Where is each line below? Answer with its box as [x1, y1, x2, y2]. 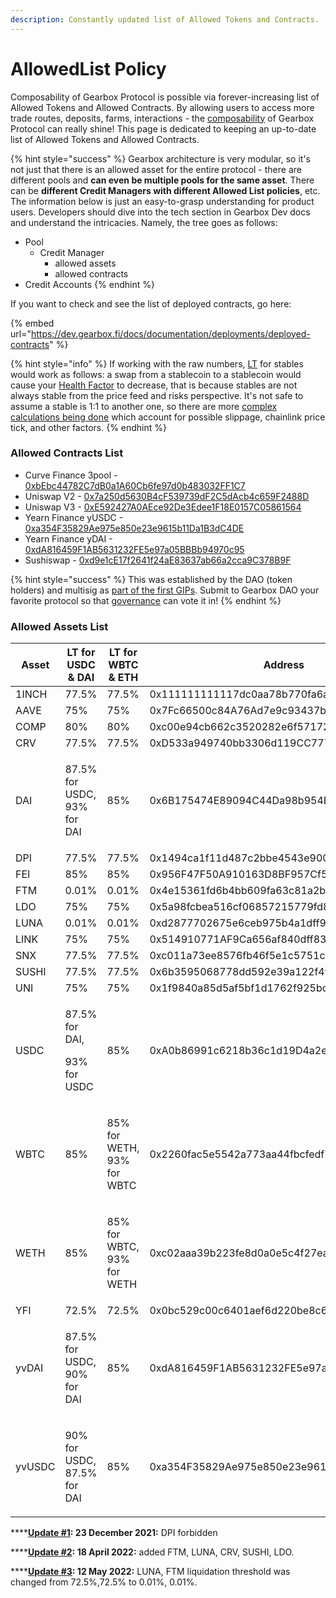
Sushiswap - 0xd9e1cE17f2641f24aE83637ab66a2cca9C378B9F [24, 554, 292, 566]
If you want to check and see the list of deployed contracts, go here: [10, 297, 292, 310]
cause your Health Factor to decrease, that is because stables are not [10, 379, 298, 391]
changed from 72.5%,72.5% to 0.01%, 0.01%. [10, 1576, 198, 1588]
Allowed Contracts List [10, 446, 124, 460]
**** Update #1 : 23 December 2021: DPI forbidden [10, 1527, 218, 1539]
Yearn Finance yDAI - [24, 532, 113, 545]
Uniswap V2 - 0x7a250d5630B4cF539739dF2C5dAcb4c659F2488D [24, 490, 310, 502]
